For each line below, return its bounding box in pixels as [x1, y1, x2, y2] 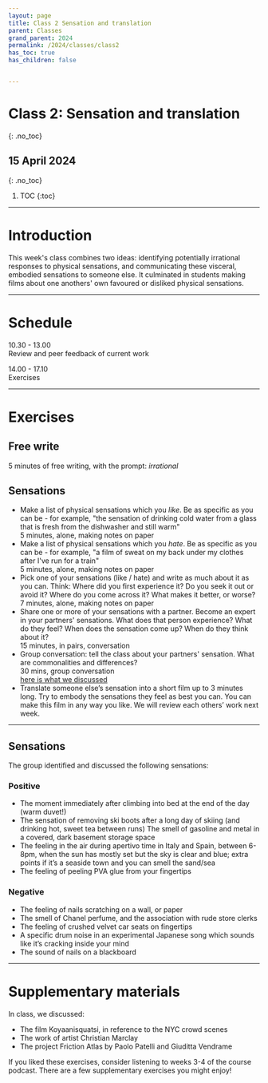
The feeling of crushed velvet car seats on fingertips [19, 922, 193, 931]
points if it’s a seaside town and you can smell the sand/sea [19, 858, 215, 867]
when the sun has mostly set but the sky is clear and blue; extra [38, 850, 249, 859]
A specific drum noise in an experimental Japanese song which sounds [19, 930, 255, 939]
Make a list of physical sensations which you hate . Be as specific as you [19, 539, 258, 549]
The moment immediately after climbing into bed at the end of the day [19, 799, 250, 808]
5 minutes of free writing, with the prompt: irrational [8, 461, 179, 470]
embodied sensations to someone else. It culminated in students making [8, 269, 246, 280]
